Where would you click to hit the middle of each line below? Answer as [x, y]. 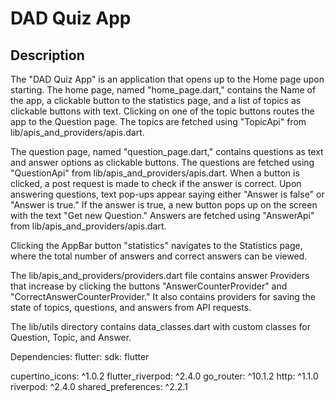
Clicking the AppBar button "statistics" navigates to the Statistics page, [156, 245]
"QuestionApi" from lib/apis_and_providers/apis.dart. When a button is [155, 173]
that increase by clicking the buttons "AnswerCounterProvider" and [149, 286]
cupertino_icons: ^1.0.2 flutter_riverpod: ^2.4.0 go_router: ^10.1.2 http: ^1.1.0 [164, 376]
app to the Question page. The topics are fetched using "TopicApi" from [158, 121]
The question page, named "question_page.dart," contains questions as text [167, 151]
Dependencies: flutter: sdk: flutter [80, 356]
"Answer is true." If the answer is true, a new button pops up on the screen [164, 205]
